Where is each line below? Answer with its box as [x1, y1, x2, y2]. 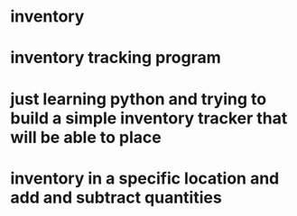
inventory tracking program [10, 48, 222, 68]
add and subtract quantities [10, 187, 222, 208]
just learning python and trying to [10, 88, 267, 109]
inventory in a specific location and [10, 168, 280, 188]
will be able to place [10, 127, 162, 148]
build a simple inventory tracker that [10, 108, 288, 128]
